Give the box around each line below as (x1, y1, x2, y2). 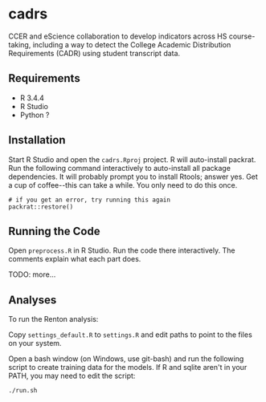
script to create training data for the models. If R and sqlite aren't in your (8, 363, 248, 372)
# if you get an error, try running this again (8, 196, 171, 204)
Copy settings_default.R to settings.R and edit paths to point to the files (8, 330, 253, 339)
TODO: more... (8, 270, 56, 279)
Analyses (8, 293, 57, 307)
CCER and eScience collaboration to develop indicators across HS (8, 31, 227, 41)
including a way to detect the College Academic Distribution (32, 39, 231, 49)
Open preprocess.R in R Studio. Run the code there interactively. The (8, 246, 235, 255)
